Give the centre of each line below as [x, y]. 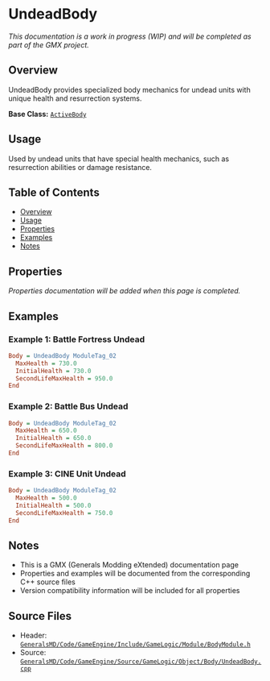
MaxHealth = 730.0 [47, 363]
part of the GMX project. [49, 44]
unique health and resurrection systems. [75, 98]
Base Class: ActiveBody [47, 114]
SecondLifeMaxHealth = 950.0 [64, 378]
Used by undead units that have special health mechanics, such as [119, 159]
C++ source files [48, 582]
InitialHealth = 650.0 [53, 438]
